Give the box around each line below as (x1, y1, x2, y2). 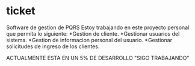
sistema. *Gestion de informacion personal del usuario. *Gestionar (6, 36, 173, 43)
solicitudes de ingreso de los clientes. (6, 43, 100, 50)
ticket (6, 4, 36, 18)
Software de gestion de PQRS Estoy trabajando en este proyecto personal (6, 24, 190, 31)
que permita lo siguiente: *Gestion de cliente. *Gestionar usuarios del (6, 30, 180, 37)
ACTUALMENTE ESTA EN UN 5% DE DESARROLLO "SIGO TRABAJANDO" (6, 54, 190, 61)
